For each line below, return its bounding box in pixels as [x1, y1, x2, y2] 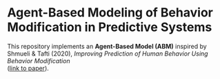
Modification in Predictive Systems [7, 19, 212, 35]
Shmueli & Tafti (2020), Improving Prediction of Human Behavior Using [7, 49, 208, 58]
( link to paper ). [7, 64, 50, 72]
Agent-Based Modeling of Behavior [7, 5, 214, 21]
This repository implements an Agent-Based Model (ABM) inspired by [7, 42, 207, 50]
